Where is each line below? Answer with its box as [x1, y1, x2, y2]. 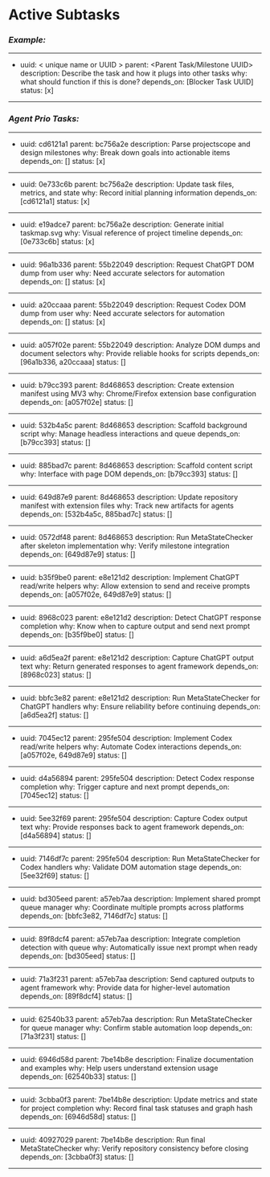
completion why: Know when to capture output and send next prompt [19, 621, 251, 631]
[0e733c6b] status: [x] [19, 236, 95, 246]
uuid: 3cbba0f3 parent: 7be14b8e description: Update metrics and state [19, 1094, 258, 1104]
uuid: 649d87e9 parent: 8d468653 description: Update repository [19, 492, 239, 501]
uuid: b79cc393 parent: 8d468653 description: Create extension [19, 380, 235, 390]
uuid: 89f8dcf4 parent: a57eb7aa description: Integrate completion [19, 934, 241, 943]
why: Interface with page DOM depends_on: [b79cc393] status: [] [19, 468, 239, 479]
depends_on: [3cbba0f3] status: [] [19, 1151, 134, 1162]
